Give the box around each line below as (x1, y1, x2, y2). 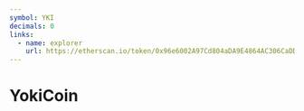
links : (9, 30, 34, 39)
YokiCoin (9, 86, 79, 106)
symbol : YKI (9, 13, 54, 23)
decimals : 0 (9, 22, 54, 31)
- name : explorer (17, 38, 83, 48)
